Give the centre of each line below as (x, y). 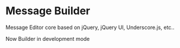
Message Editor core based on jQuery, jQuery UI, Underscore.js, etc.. (90, 27)
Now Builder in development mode (48, 39)
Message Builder (48, 11)
